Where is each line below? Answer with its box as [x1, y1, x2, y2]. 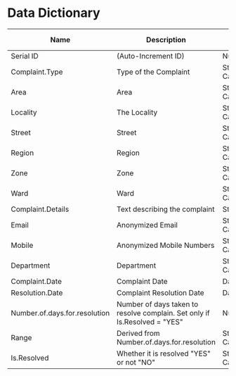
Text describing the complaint [117, 204, 215, 214]
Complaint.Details [11, 204, 70, 214]
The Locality [117, 107, 158, 117]
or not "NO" [117, 357, 156, 367]
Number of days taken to [117, 299, 199, 309]
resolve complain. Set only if [117, 308, 210, 318]
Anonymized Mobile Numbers [117, 240, 215, 250]
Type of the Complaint [117, 67, 190, 77]
